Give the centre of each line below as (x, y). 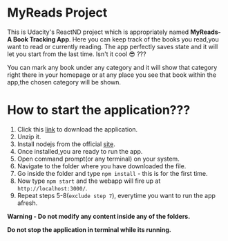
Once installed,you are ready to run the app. (80, 151)
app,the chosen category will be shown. (64, 82)
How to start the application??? (99, 110)
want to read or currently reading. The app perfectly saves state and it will (113, 46)
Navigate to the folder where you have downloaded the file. (102, 166)
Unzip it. (29, 136)
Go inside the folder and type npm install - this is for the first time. (113, 173)
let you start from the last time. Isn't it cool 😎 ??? (77, 54)
